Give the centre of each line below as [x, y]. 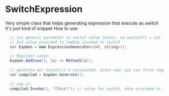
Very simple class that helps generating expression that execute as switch [82, 23]
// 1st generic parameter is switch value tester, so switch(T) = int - [88, 37]
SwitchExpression [44, 9]
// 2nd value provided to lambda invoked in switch [65, 42]
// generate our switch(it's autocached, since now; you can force [82, 70]
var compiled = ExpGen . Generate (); [47, 74]
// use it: [21, 84]
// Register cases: [30, 56]
